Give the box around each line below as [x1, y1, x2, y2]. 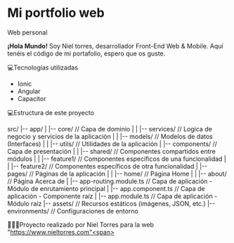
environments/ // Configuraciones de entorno [7, 206, 138, 215]
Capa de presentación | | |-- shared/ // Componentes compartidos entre [7, 147, 216, 155]
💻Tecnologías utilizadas [7, 63, 79, 72]
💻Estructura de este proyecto [7, 108, 95, 117]
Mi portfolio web [7, 5, 105, 21]
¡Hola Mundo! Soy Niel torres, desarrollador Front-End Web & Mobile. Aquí [7, 41, 223, 50]
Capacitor [17, 94, 46, 103]
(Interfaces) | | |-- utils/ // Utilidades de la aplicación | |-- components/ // [7, 139, 218, 148]
